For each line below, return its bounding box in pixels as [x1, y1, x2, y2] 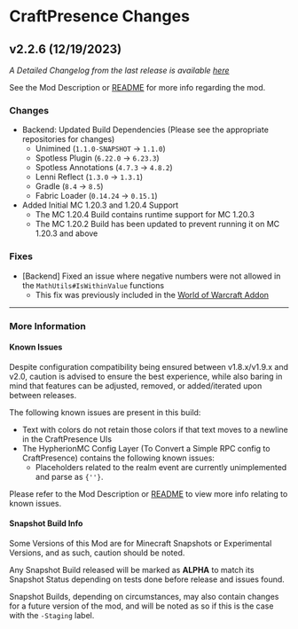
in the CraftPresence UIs [21, 433, 113, 444]
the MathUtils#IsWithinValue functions [21, 279, 165, 290]
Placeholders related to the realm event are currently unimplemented [35, 461, 287, 472]
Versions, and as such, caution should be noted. [9, 547, 185, 558]
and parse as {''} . [35, 471, 104, 482]
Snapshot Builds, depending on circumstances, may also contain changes [9, 591, 279, 601]
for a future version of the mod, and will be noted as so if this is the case [9, 601, 274, 611]
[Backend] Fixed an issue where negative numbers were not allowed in [21, 271, 281, 281]
